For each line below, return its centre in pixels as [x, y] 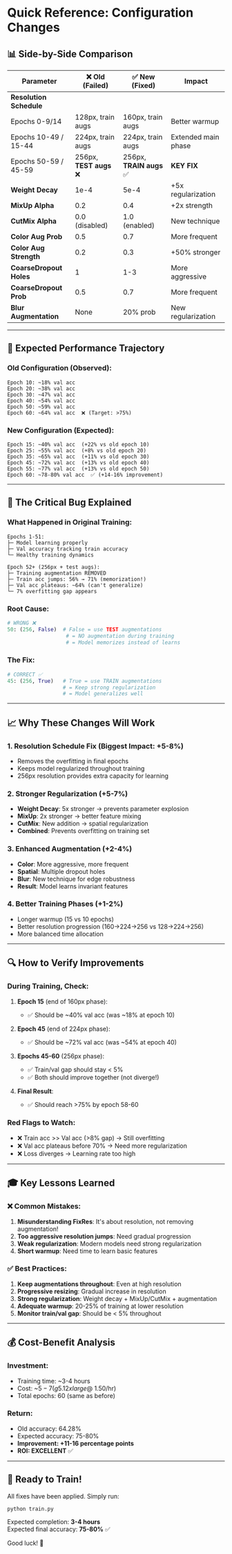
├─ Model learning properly [48, 543]
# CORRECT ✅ [25, 674]
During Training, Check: [48, 986]
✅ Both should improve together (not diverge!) [93, 1077]
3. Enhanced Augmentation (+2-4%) [70, 849]
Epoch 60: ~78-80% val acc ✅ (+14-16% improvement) [85, 475]
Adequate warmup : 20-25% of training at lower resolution [100, 1306]
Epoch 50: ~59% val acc [41, 407]
